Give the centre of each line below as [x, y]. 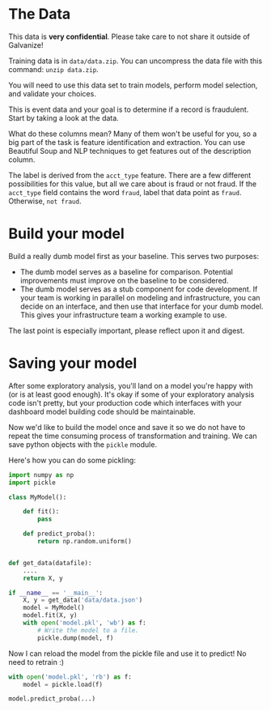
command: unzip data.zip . [53, 69]
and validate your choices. [53, 93]
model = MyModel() [54, 608]
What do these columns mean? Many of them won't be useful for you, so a [133, 134]
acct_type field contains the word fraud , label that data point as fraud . [125, 192]
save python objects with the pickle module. [83, 444]
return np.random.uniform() [85, 542]
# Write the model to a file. [88, 630]
